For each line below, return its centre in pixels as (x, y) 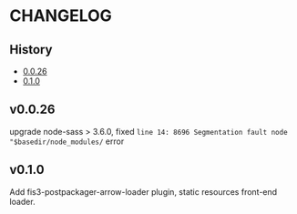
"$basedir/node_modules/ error (67, 141)
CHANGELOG (61, 16)
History (31, 50)
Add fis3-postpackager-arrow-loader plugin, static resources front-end (143, 191)
